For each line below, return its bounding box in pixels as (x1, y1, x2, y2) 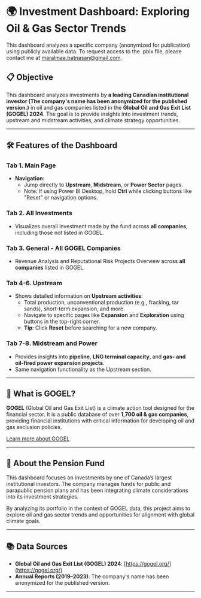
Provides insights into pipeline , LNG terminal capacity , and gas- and (14, 353, 186, 360)
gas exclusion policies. (6, 424, 62, 431)
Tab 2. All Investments (6, 209, 73, 218)
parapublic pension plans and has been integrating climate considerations (6, 487, 188, 494)
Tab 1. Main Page (6, 161, 56, 170)
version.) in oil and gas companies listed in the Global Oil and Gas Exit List (6, 104, 191, 111)
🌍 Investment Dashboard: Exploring (6, 5, 190, 19)
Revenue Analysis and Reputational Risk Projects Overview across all (14, 258, 185, 265)
